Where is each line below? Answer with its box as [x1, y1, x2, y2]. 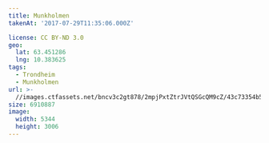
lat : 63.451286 [15, 49, 66, 57]
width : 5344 [15, 115, 56, 124]
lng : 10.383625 [15, 56, 66, 64]
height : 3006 [15, 123, 59, 131]
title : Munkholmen [8, 11, 70, 20]
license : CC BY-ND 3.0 [8, 34, 84, 42]
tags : [8, 63, 26, 72]
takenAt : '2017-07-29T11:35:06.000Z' [8, 19, 134, 27]
